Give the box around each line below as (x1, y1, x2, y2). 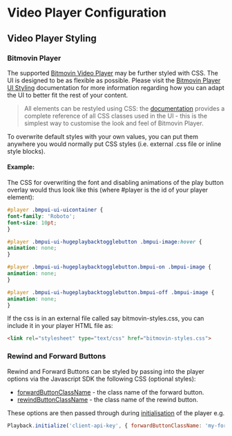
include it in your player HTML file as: (7, 322, 113, 330)
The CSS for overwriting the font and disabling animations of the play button (7, 179, 224, 187)
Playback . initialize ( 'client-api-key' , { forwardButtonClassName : (7, 422, 202, 429)
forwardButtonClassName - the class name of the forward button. (17, 388, 204, 396)
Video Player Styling (7, 33, 97, 44)
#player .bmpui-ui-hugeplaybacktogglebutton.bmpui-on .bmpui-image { (7, 264, 212, 271)
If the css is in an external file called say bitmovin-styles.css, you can (7, 314, 204, 323)
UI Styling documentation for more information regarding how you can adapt (7, 83, 224, 91)
